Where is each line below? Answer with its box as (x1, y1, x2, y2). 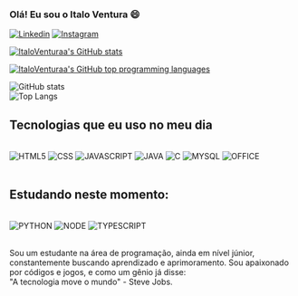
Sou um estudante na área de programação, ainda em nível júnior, (9, 247, 255, 258)
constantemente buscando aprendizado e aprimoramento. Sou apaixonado (9, 257, 290, 268)
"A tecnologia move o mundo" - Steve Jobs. (9, 276, 174, 287)
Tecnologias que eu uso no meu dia (9, 117, 213, 132)
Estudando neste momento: (9, 186, 169, 202)
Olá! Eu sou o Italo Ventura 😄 (9, 8, 140, 21)
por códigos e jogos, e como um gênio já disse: (9, 266, 187, 277)
